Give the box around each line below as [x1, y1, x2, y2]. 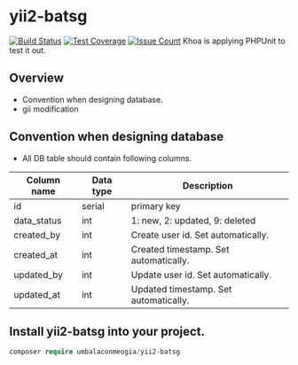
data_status [13, 214, 62, 227]
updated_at [13, 288, 60, 300]
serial [81, 199, 105, 212]
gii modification [21, 104, 79, 114]
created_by [13, 229, 60, 241]
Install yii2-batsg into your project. [9, 323, 206, 338]
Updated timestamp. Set [130, 283, 232, 295]
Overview [9, 71, 65, 86]
